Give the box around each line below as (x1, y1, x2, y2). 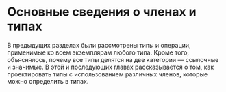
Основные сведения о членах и (7, 4, 197, 20)
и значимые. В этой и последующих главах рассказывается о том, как (7, 63, 214, 71)
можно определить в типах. (7, 77, 89, 85)
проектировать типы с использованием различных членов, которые (7, 70, 208, 78)
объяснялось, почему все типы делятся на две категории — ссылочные (7, 55, 219, 63)
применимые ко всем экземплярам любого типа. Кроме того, (7, 48, 190, 57)
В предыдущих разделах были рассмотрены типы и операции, (7, 41, 191, 49)
